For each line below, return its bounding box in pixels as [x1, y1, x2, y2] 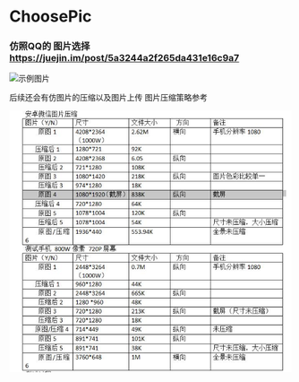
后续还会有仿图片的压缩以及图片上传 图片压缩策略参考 [9, 92, 208, 103]
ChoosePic [9, 6, 92, 27]
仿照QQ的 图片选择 [9, 40, 90, 53]
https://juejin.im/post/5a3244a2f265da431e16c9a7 [9, 52, 240, 65]
